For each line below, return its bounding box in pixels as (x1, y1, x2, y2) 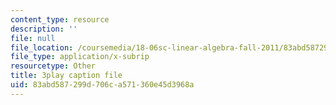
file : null (10, 33, 56, 43)
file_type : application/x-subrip (10, 52, 150, 62)
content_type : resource (10, 14, 110, 25)
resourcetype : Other (10, 61, 97, 71)
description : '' (10, 24, 78, 34)
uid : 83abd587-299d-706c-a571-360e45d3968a (10, 80, 195, 90)
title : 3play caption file (10, 71, 123, 81)
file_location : (10, 42, 74, 53)
